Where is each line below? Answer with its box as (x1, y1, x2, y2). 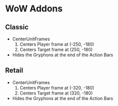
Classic (5, 23, 29, 31)
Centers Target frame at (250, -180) (19, 47, 93, 52)
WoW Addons (5, 3, 63, 14)
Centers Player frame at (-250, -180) (19, 41, 94, 47)
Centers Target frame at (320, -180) (19, 90, 93, 96)
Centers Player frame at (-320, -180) (19, 85, 95, 91)
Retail (5, 66, 23, 75)
